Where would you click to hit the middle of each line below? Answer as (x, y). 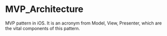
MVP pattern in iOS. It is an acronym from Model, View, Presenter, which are (83, 23)
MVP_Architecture (44, 9)
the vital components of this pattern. (42, 28)
